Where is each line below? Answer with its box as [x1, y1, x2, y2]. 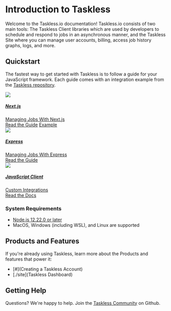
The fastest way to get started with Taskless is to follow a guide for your [5, 71, 158, 77]
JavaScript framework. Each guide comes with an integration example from [5, 76, 164, 83]
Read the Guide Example [5, 122, 57, 128]
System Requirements [5, 205, 62, 212]
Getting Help [5, 286, 47, 295]
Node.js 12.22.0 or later [12, 217, 62, 223]
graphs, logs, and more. [5, 42, 56, 48]
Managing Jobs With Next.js [5, 116, 65, 122]
